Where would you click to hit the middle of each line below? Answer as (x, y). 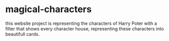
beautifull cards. (23, 34)
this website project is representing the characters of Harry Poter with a (81, 23)
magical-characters (49, 9)
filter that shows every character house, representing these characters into (85, 28)
